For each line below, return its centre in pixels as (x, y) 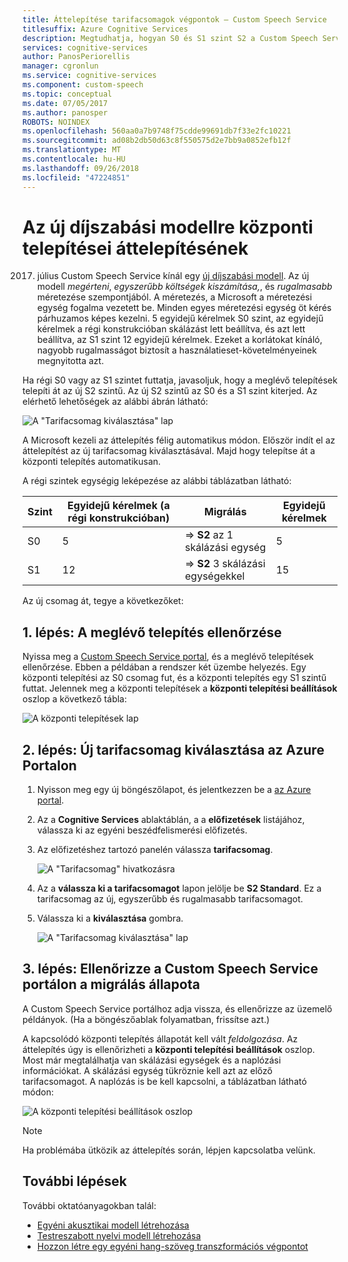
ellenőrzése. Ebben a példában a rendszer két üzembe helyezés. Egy (164, 667)
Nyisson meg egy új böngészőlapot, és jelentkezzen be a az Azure (174, 790)
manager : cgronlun (60, 66)
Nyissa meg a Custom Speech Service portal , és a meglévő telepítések (168, 657)
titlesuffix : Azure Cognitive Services (105, 29)
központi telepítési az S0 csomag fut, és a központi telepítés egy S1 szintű (174, 678)
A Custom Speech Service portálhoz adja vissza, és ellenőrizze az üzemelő (177, 1008)
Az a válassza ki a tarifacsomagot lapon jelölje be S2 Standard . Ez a (179, 888)
